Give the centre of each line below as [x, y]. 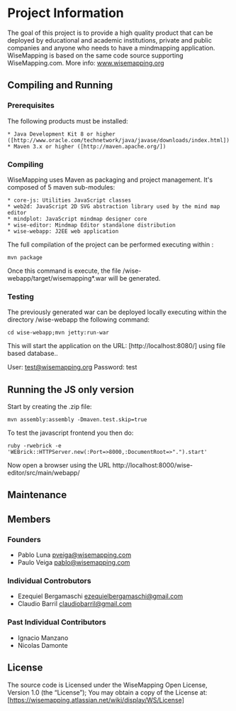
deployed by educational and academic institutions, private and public [110, 40]
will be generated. [134, 278]
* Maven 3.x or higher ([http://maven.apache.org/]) [87, 146]
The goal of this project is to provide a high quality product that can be [111, 33]
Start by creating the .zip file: [50, 407]
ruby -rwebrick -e [34, 446]
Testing [21, 296]
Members [29, 519]
